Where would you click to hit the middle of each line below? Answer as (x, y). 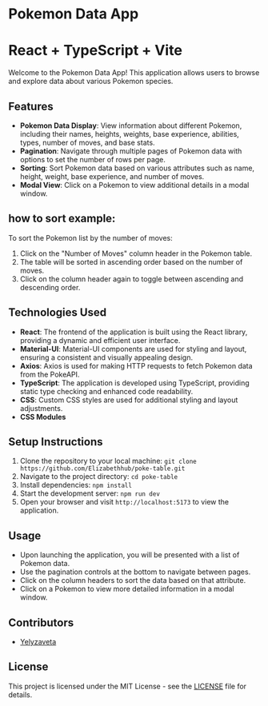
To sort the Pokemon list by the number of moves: (91, 237)
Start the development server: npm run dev (90, 493)
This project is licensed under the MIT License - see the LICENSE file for (127, 686)
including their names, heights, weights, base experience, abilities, (130, 134)
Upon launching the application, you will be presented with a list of (130, 555)
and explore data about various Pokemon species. (91, 82)
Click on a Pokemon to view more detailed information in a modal (127, 589)
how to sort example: (62, 219)
